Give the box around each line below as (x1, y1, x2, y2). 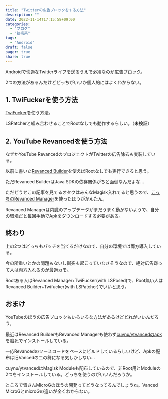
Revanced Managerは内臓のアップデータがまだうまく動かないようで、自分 (5, 207, 159, 212)
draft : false (5, 45, 33, 50)
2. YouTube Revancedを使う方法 (5, 137, 108, 145)
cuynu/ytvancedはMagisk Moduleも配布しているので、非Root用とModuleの (5, 365, 161, 371)
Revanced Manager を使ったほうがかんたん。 (14, 196, 107, 202)
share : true (5, 54, 30, 59)
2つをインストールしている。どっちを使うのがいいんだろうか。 (5, 371, 135, 377)
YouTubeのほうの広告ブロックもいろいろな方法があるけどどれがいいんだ (5, 314, 155, 320)
